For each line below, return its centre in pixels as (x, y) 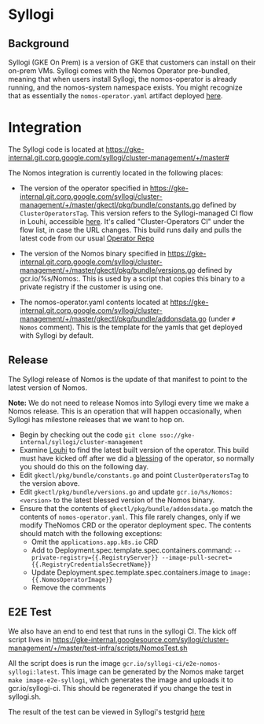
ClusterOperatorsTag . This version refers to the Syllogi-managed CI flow (136, 213)
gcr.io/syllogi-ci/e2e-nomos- (172, 663)
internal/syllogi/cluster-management (81, 442)
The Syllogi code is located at (56, 149)
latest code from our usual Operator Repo (87, 238)
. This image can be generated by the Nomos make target (151, 671)
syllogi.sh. (25, 696)
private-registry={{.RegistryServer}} (95, 557)
